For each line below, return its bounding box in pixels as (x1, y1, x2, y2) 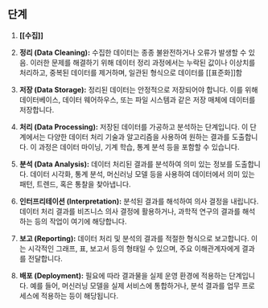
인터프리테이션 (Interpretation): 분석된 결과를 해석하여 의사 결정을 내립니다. (19, 196, 259, 206)
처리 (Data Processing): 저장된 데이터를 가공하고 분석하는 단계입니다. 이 (19, 121, 249, 131)
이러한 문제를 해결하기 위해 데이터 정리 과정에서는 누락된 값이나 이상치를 (30, 57, 256, 67)
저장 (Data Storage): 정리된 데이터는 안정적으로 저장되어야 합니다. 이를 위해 (19, 84, 258, 94)
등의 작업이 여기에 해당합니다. (34, 216, 127, 226)
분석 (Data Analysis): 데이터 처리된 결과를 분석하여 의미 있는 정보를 (19, 159, 233, 169)
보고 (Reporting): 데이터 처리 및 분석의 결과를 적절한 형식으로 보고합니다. (19, 233, 249, 243)
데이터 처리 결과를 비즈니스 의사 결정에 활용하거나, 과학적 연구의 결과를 (19, 206, 241, 216)
